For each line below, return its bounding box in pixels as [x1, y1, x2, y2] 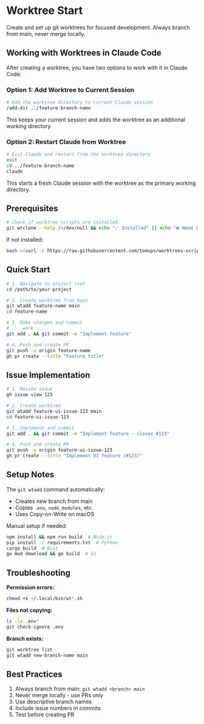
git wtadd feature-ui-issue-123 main [6, 408, 102, 414]
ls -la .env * [6, 618, 39, 624]
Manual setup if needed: [6, 522, 67, 529]
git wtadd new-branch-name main [6, 652, 88, 658]
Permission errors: [6, 584, 55, 591]
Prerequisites [6, 203, 58, 213]
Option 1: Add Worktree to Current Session [6, 86, 135, 94]
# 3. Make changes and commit [6, 319, 83, 326]
